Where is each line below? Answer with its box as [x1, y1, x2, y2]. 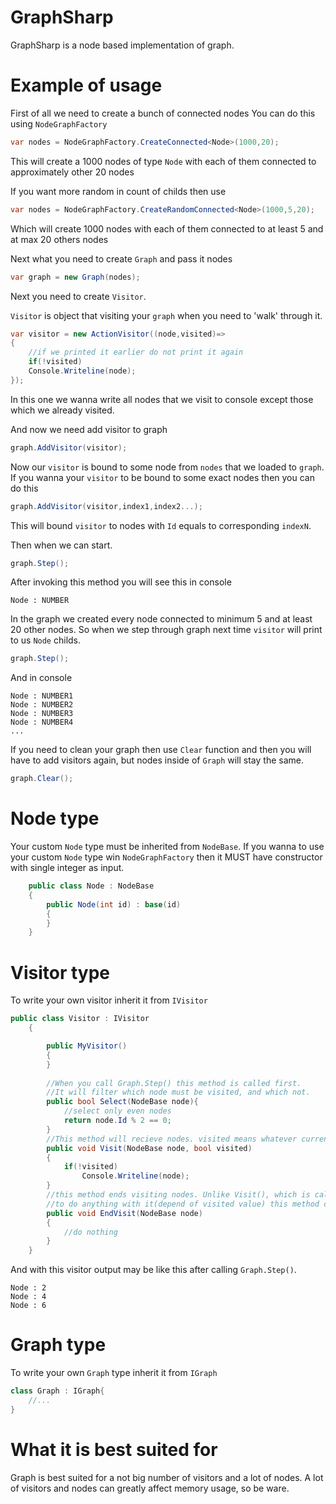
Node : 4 [10, 1292, 47, 1302]
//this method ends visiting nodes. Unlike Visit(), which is [46, 1190, 311, 1200]
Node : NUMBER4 [10, 717, 74, 728]
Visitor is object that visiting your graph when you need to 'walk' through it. [10, 309, 323, 321]
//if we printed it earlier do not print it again [28, 347, 244, 358]
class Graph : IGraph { [10, 1386, 105, 1396]
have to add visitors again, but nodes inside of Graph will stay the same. [10, 754, 304, 766]
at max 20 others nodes [10, 233, 109, 245]
